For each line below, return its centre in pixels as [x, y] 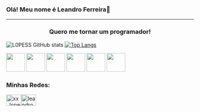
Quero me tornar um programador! [100, 32]
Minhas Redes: [28, 85]
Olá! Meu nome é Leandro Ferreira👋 [58, 9]
